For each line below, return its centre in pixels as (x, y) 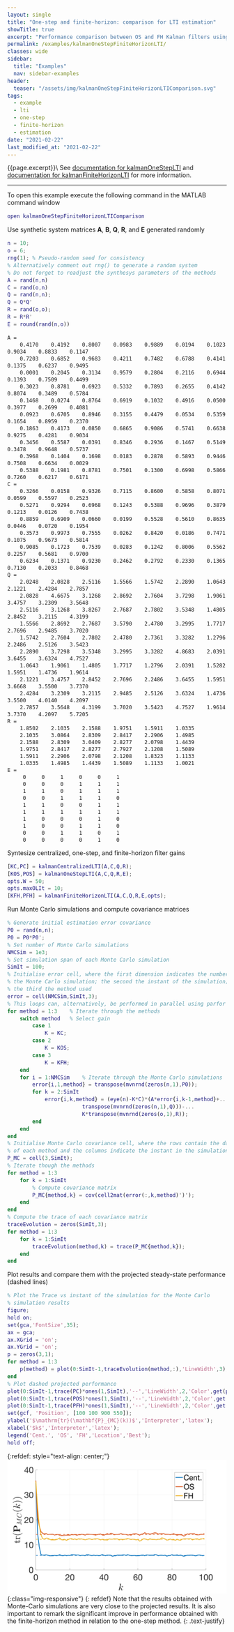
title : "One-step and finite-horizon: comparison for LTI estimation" (112, 22)
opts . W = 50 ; (26, 881)
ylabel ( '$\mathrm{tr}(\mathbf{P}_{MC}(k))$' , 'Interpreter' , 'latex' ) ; (110, 1421)
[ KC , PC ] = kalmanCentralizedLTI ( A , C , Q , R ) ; (70, 866)
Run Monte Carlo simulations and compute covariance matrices (98, 909)
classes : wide (28, 52)
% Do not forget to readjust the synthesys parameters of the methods (112, 273)
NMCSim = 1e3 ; (28, 952)
